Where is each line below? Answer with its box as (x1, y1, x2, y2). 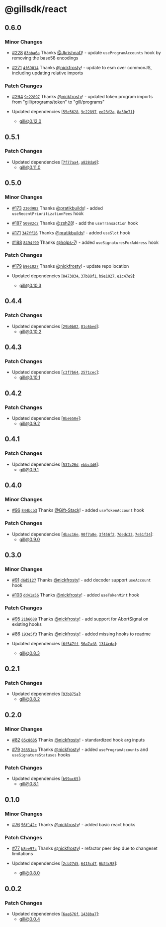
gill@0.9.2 (19, 420, 40, 426)
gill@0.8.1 (19, 781, 39, 787)
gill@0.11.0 (19, 164, 41, 170)
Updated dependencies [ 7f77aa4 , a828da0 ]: (11, 159, 100, 165)
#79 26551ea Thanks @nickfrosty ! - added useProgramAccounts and (11, 746, 148, 752)
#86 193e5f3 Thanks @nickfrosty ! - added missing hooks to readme (11, 631, 151, 637)
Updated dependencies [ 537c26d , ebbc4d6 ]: (11, 461, 100, 467)
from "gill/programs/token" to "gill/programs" (11, 99, 105, 105)
